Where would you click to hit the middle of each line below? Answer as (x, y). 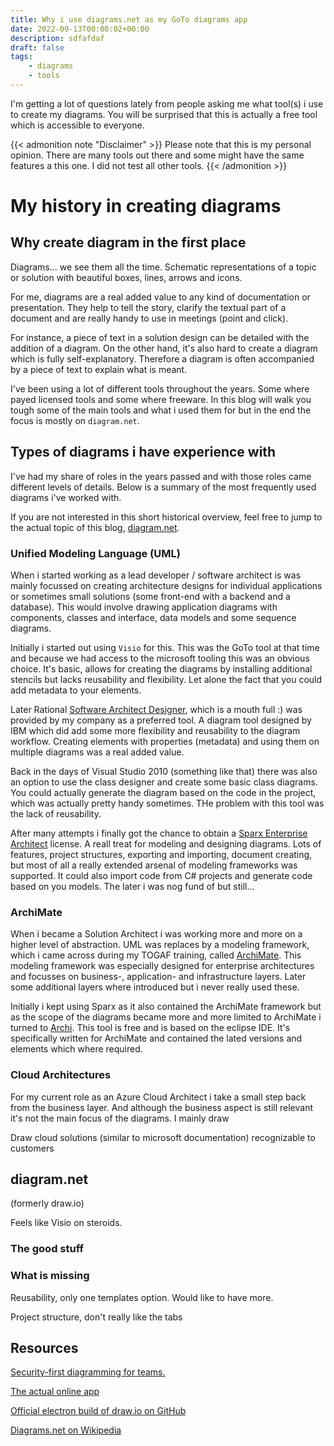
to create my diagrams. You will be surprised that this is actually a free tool (164, 114)
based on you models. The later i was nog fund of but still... (132, 886)
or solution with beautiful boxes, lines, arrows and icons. (126, 277)
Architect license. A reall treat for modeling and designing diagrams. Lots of (166, 843)
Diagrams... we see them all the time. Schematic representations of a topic (163, 267)
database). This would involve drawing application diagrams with (144, 607)
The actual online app (55, 1392)
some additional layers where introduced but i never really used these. (155, 987)
